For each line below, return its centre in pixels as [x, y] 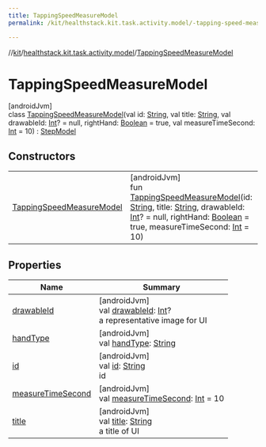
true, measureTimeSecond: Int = [190, 227]
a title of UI [119, 431]
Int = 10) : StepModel [42, 131]
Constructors [42, 156]
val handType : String [137, 343]
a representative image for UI [153, 320]
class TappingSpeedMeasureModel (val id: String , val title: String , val [120, 115]
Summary [161, 287]
